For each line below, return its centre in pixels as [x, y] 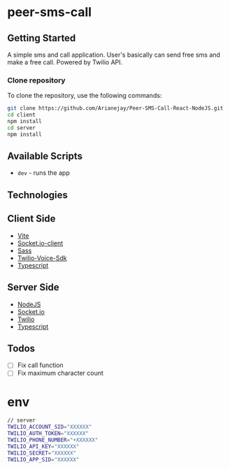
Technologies [38, 195]
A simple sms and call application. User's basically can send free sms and [114, 55]
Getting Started [42, 38]
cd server [22, 128]
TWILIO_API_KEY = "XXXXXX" [43, 446]
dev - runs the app [43, 173]
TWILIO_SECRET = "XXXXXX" [42, 453]
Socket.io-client [40, 243]
